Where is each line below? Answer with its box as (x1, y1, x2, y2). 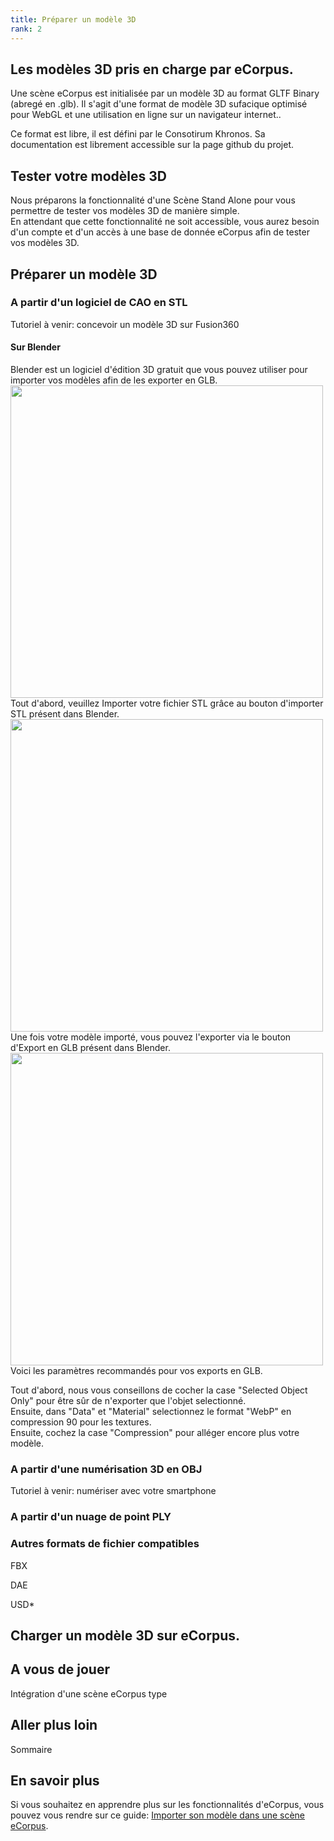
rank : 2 (10, 24, 43, 34)
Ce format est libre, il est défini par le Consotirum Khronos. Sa (10, 128, 266, 140)
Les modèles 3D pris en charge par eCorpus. (10, 61, 294, 78)
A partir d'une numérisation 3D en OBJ (10, 1462, 203, 1476)
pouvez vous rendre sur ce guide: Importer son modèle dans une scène (10, 1809, 306, 1821)
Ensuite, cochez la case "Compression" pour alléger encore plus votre (10, 1427, 300, 1439)
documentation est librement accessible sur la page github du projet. (10, 139, 295, 151)
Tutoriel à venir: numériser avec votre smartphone (10, 1485, 217, 1497)
